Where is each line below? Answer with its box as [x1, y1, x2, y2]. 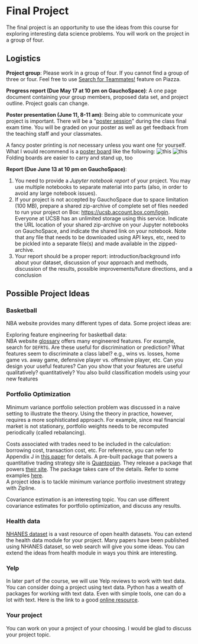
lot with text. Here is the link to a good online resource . [6, 597, 139, 604]
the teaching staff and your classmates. [6, 130, 102, 137]
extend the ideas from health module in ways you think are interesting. [6, 549, 178, 556]
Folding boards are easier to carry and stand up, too [6, 154, 133, 161]
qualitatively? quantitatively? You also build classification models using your [6, 369, 190, 376]
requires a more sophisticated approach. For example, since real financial [6, 416, 185, 423]
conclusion [14, 271, 42, 278]
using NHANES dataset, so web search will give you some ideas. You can [6, 543, 185, 550]
